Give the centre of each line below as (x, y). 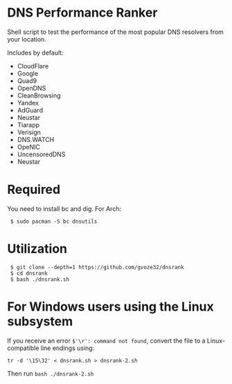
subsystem (40, 321)
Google (28, 73)
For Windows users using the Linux (111, 307)
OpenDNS (32, 88)
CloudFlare (33, 66)
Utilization (37, 249)
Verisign (29, 132)
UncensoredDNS (41, 154)
